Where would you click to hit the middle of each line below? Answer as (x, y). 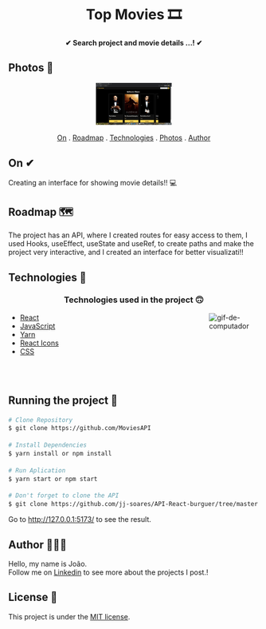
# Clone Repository (41, 420)
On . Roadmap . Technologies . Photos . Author (134, 138)
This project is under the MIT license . (69, 616)
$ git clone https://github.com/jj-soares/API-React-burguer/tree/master (133, 504)
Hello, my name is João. (48, 564)
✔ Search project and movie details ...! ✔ (134, 42)
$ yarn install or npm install (60, 454)
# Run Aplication (37, 470)
